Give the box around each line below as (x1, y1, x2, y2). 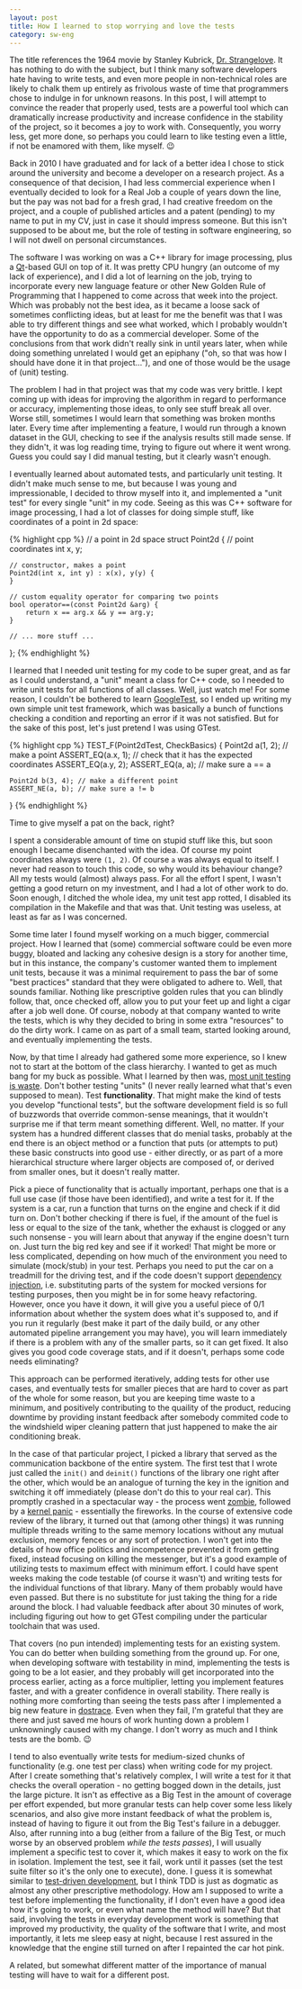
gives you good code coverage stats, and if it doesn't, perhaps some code (9, 1347, 285, 1358)
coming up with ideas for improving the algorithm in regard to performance (9, 393, 287, 405)
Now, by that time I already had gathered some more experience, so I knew (9, 1052, 288, 1062)
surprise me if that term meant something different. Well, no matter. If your (9, 1118, 285, 1130)
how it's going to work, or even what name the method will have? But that (9, 1904, 281, 1915)
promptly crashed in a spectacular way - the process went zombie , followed (9, 1496, 291, 1507)
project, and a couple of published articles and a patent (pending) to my (9, 206, 276, 217)
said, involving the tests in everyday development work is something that (9, 1914, 280, 1925)
